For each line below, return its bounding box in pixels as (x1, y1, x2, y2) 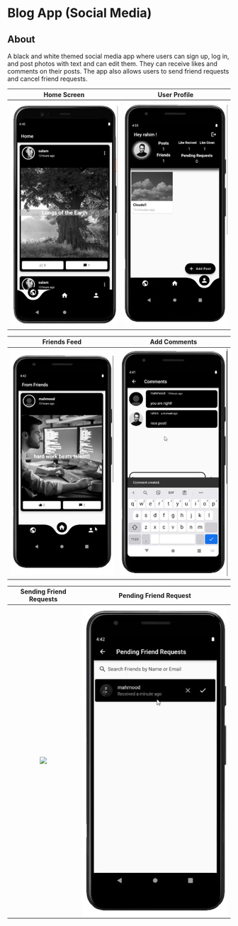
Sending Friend (20, 587, 67, 596)
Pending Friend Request (118, 591, 191, 599)
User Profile (157, 90, 194, 98)
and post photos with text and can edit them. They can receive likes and (7, 60, 218, 68)
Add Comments (149, 338, 198, 346)
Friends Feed (42, 338, 82, 346)
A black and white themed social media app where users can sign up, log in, (7, 52, 229, 60)
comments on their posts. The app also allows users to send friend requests (7, 67, 229, 75)
